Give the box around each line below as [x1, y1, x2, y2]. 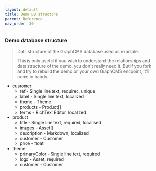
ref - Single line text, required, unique [19, 88, 96, 94]
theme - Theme [19, 99, 52, 105]
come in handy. [17, 73, 49, 79]
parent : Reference [5, 16, 43, 21]
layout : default [5, 7, 38, 12]
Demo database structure [5, 37, 68, 44]
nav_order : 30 [5, 21, 34, 26]
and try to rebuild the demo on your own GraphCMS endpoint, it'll [17, 68, 150, 74]
